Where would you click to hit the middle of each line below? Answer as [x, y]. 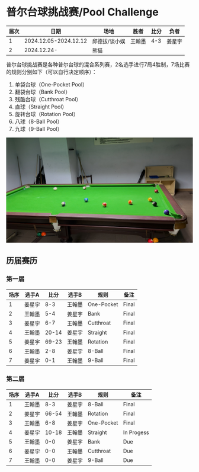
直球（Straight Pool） [41, 107]
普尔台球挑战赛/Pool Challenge [82, 12]
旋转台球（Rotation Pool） [46, 114]
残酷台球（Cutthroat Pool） [48, 99]
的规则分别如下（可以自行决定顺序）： [52, 72]
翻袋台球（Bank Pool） [43, 92]
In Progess [136, 432]
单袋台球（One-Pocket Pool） [51, 85]
